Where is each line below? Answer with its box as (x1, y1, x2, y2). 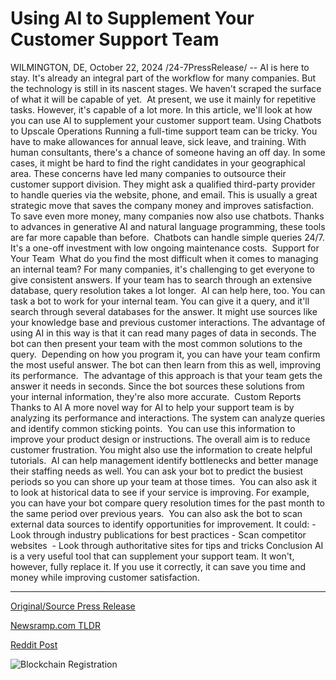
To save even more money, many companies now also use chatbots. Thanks (10, 210, 325, 222)
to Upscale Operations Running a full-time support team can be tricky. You (10, 125, 318, 137)
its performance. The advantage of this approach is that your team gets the (10, 369, 323, 381)
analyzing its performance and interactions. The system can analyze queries (10, 412, 326, 424)
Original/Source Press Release (10, 600, 136, 612)
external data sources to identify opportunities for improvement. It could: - (10, 518, 317, 530)
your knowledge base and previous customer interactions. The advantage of (10, 316, 326, 328)
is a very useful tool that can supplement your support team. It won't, (10, 550, 295, 562)
